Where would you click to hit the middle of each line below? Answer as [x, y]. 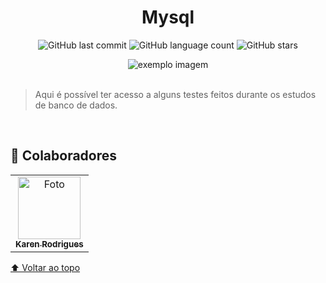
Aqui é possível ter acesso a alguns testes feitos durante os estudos [175, 94]
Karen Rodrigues [49, 244]
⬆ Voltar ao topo [45, 267]
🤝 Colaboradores [64, 156]
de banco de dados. [76, 105]
